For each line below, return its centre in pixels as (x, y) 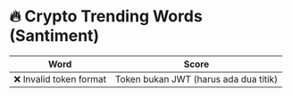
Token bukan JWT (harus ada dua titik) (196, 79)
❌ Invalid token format (60, 79)
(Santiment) (54, 36)
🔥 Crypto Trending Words (106, 16)
